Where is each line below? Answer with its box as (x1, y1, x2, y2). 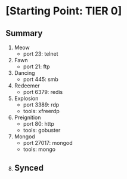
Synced (14, 163, 44, 173)
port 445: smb (23, 76, 59, 83)
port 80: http (23, 120, 55, 127)
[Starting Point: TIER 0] (5, 4, 122, 18)
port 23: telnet (23, 50, 58, 57)
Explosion (14, 95, 39, 102)
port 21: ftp (23, 63, 50, 70)
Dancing (14, 69, 35, 76)
